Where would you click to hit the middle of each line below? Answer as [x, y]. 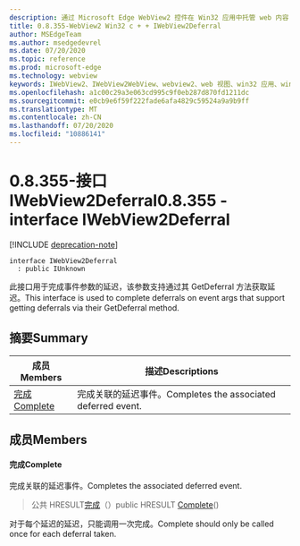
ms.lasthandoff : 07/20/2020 [62, 126]
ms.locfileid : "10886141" [57, 134]
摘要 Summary [49, 338]
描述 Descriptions [182, 371]
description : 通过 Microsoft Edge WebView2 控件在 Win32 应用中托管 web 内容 [149, 17]
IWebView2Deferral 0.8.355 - [118, 201]
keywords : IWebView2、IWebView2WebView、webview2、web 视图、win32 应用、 [145, 84]
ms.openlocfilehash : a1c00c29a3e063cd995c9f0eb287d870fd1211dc [129, 92]
